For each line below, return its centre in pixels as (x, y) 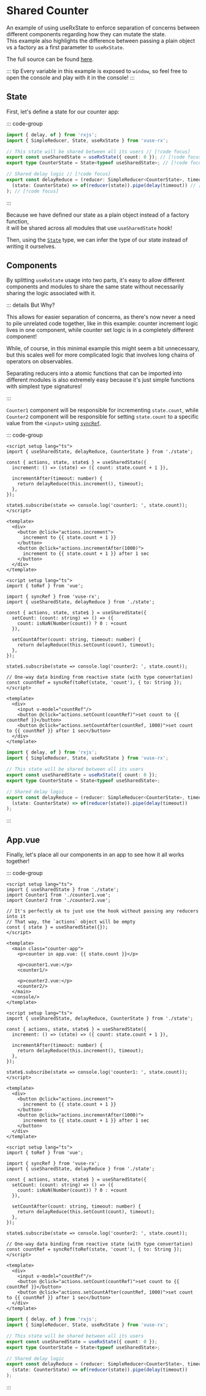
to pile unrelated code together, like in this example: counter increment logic (102, 323)
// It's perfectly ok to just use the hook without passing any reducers (103, 911)
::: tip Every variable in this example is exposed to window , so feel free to (97, 71)
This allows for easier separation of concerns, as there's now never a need (101, 317)
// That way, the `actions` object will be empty (71, 922)
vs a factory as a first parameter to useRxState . (65, 47)
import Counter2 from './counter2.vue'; (59, 900)
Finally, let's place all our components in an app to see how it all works (95, 855)
